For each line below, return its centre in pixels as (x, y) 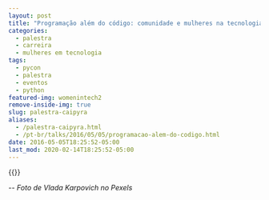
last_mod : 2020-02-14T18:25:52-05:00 (71, 150)
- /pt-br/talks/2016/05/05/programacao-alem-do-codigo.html (118, 134)
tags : (17, 61)
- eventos (32, 82)
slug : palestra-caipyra (48, 113)
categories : (28, 30)
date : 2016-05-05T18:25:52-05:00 (64, 142)
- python (30, 90)
